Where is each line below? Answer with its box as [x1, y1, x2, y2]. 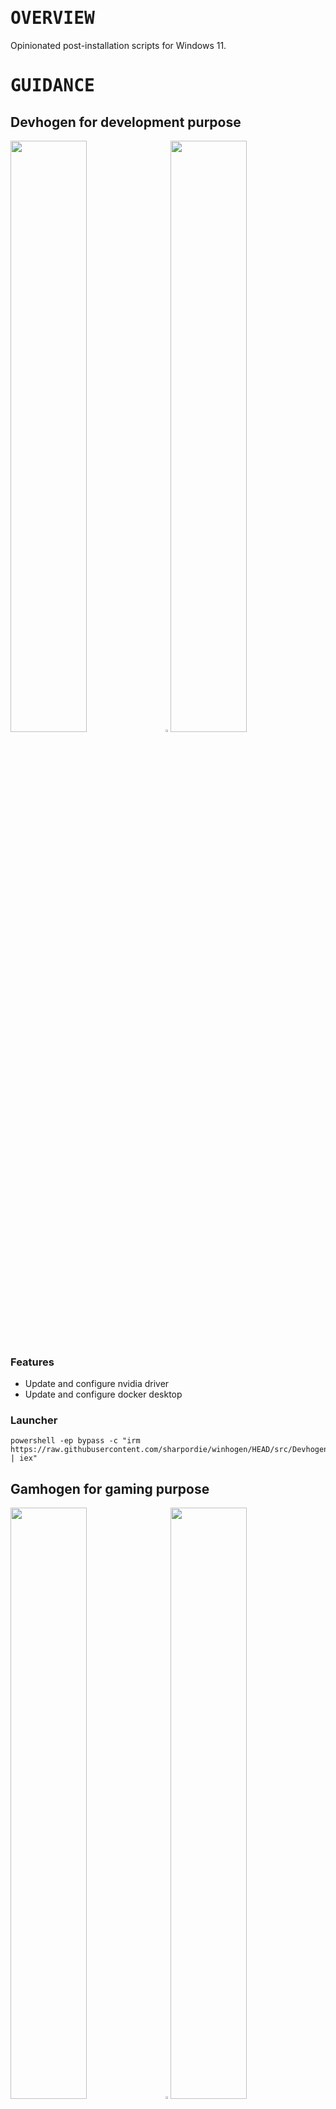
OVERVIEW [10, 7, 95, 29]
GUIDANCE [10, 75, 95, 97]
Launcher [10, 1413, 58, 1427]
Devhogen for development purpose [10, 113, 242, 131]
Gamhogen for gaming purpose [10, 1480, 210, 1497]
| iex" [10, 1453, 38, 1464]
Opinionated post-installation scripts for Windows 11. [10, 39, 227, 51]
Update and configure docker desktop [24, 1388, 183, 1400]
